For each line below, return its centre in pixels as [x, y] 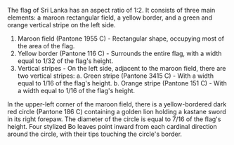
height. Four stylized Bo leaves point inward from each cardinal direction [112, 126]
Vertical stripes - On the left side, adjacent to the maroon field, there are [122, 68]
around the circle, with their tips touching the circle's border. [95, 134]
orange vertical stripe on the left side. [61, 25]
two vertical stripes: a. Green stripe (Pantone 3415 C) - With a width [116, 76]
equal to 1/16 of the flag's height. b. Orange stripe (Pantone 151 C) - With [122, 83]
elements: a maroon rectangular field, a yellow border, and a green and [110, 18]
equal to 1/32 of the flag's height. [65, 61]
